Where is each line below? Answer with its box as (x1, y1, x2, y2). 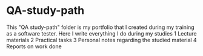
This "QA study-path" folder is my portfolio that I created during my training (6, 23, 195, 31)
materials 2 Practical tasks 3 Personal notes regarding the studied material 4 (6, 36, 197, 43)
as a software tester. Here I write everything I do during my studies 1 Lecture (6, 30, 197, 37)
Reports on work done (6, 43, 62, 50)
